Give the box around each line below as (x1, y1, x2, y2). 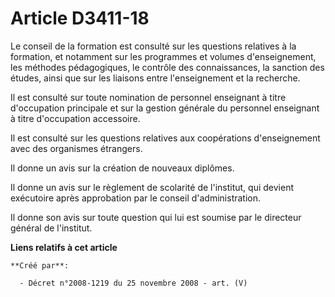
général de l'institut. (10, 222, 93, 234)
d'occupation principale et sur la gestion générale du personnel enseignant (10, 102, 320, 114)
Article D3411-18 (10, 7, 150, 30)
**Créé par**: (10, 260, 70, 271)
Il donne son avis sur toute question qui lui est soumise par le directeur (10, 211, 302, 223)
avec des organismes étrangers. (10, 142, 143, 154)
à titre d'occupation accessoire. (10, 112, 141, 124)
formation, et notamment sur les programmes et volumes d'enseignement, (10, 50, 317, 62)
